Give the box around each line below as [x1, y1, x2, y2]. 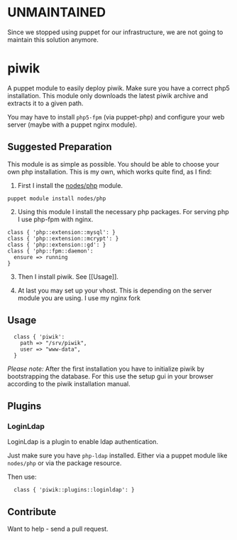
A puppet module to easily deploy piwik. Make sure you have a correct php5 [7, 83, 231, 92]
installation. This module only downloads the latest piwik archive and [7, 91, 209, 100]
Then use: [7, 472, 37, 481]
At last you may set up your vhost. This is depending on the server [17, 286, 212, 295]
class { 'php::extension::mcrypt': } [7, 235, 119, 242]
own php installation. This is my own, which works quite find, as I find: [7, 167, 212, 176]
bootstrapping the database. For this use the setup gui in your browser [7, 371, 214, 381]
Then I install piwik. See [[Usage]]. [17, 272, 119, 281]
